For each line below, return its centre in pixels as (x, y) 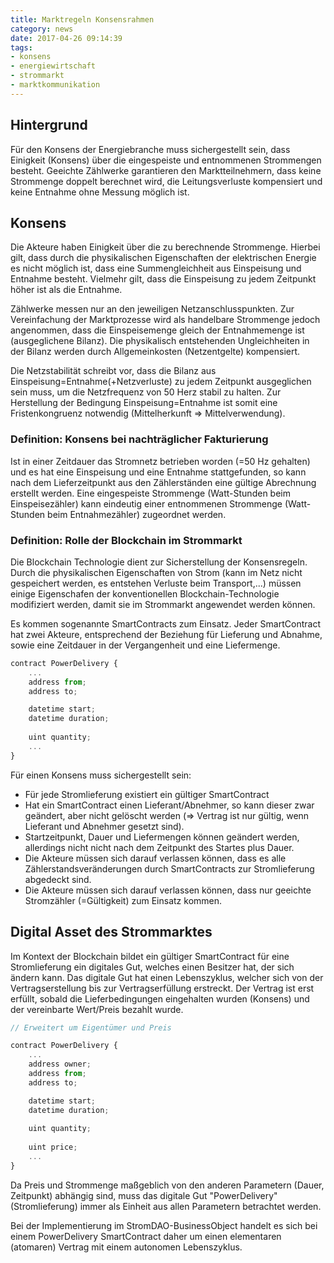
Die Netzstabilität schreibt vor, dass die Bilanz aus (113, 371)
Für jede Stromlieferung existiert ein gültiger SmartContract (147, 794)
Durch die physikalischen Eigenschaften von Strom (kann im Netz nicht (156, 572)
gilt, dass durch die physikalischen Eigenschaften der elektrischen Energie (163, 258)
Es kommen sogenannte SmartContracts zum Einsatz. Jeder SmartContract (165, 623)
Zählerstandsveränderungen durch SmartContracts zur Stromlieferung (169, 868)
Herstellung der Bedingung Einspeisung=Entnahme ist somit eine (144, 403)
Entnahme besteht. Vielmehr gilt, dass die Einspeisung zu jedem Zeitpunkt (163, 279)
